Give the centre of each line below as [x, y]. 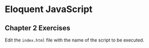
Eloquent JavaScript [49, 9]
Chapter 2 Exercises [38, 28]
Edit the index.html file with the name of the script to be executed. [74, 40]
